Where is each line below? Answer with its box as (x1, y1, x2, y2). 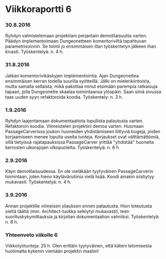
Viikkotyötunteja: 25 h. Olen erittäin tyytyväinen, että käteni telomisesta (5, 242, 152, 248)
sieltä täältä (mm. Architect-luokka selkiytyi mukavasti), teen (5, 208, 130, 214)
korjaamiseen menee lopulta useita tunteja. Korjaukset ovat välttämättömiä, (5, 134, 160, 140)
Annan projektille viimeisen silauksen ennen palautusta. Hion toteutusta (5, 203, 152, 209)
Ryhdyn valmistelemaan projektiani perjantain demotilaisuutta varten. (5, 33, 147, 39)
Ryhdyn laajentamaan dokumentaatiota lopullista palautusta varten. (5, 118, 143, 124)
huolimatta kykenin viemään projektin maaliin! (5, 248, 99, 254)
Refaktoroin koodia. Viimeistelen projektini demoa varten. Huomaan (5, 123, 144, 129)
